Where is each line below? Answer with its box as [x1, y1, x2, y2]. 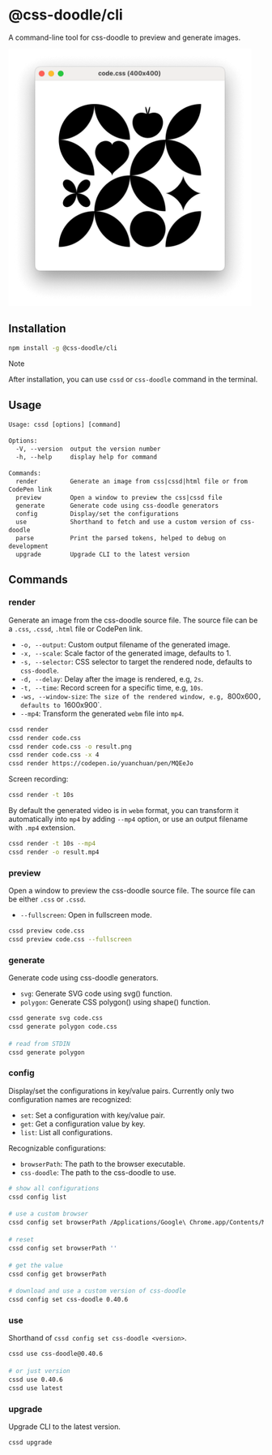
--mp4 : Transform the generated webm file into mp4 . [19, 708, 185, 718]
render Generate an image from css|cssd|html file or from [15, 477, 249, 486]
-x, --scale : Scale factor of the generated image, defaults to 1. [19, 648, 232, 658]
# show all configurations [8, 1184, 100, 1192]
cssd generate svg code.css [8, 1014, 104, 1022]
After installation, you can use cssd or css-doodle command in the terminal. [8, 375, 258, 385]
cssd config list [8, 1193, 67, 1201]
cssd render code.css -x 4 [8, 751, 100, 760]
